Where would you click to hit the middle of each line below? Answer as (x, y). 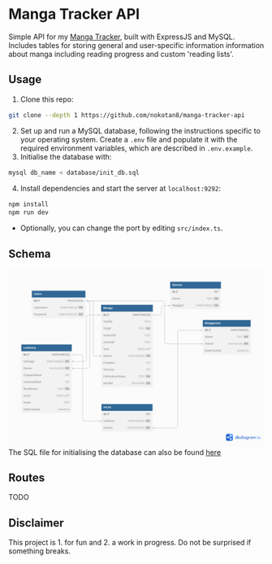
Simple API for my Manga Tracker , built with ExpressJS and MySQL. (122, 37)
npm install (28, 204)
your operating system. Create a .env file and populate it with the (129, 139)
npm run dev (28, 212)
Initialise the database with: (66, 156)
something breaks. (40, 551)
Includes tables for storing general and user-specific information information (136, 45)
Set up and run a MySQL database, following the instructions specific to (140, 130)
